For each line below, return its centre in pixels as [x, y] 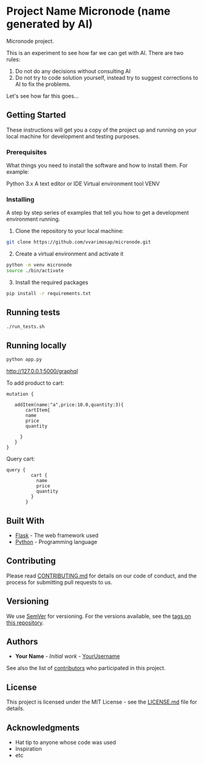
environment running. [33, 219]
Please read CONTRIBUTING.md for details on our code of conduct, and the [101, 576]
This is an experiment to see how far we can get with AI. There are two [95, 52]
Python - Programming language [56, 542]
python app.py [24, 360]
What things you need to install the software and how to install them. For [97, 165]
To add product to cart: [35, 383]
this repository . [25, 623]
